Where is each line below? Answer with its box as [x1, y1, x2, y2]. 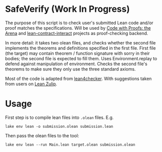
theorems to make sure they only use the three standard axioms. [5, 66, 136, 72]
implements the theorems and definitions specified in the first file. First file [5, 45, 156, 51]
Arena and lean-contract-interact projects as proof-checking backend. [5, 30, 149, 36]
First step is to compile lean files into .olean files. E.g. [5, 114, 114, 120]
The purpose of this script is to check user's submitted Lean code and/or [5, 20, 154, 26]
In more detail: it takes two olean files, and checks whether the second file [5, 39, 156, 45]
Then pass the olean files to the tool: [5, 132, 79, 139]
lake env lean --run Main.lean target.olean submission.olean [5, 142, 135, 147]
